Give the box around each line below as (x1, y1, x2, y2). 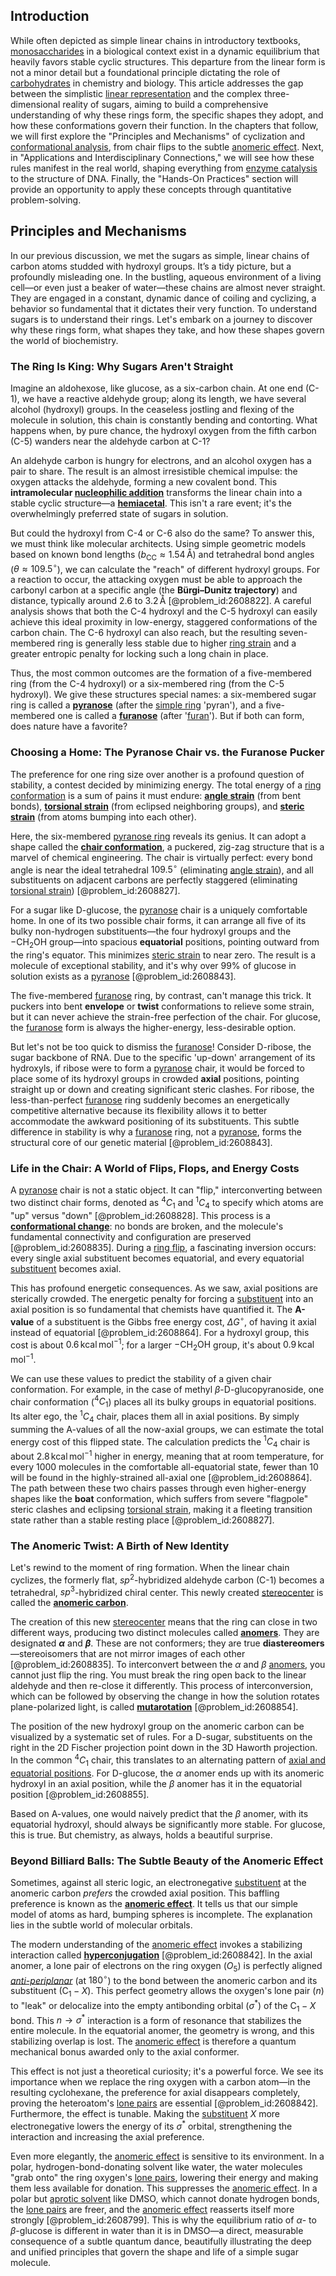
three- (263, 87, 290, 99)
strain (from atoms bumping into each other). (10, 810, 197, 823)
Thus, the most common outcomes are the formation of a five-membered (10, 667, 312, 679)
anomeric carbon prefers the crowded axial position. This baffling (10, 1887, 280, 1899)
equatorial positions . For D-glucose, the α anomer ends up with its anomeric (10, 1767, 325, 1779)
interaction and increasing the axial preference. (10, 2131, 205, 2143)
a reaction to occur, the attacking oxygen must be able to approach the (10, 574, 303, 586)
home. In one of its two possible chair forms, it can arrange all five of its (10, 915, 307, 927)
